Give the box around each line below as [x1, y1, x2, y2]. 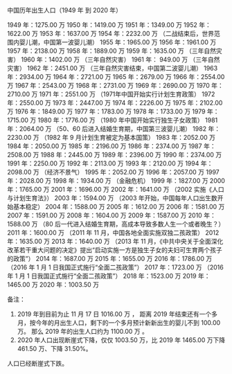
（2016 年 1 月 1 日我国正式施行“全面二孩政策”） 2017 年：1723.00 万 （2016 [7, 263, 224, 271]
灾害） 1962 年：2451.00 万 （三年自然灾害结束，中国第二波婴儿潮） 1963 [7, 64, 218, 72]
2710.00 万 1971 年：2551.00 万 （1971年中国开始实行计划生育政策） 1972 [7, 90, 215, 98]
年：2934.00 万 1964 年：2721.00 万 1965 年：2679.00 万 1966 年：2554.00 [7, 73, 225, 81]
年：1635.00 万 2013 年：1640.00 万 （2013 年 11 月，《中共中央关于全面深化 [7, 238, 224, 245]
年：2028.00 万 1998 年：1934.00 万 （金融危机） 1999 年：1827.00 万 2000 [7, 177, 225, 185]
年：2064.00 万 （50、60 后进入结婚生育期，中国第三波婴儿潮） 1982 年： [7, 125, 220, 133]
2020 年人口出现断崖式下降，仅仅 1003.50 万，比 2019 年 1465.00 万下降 [17, 336, 226, 344]
